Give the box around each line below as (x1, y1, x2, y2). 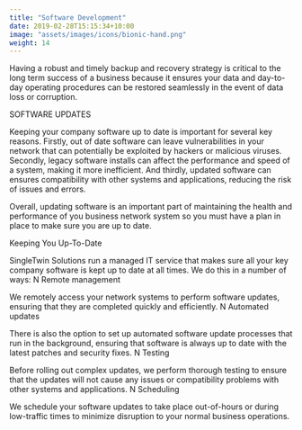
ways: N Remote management (9, 274, 121, 285)
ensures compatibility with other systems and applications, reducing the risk (9, 175, 292, 185)
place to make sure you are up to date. (9, 220, 152, 231)
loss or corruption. (9, 92, 78, 103)
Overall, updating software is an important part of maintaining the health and (9, 202, 293, 212)
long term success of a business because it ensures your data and (9, 73, 256, 84)
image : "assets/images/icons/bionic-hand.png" (9, 30, 187, 39)
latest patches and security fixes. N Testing (9, 347, 170, 358)
